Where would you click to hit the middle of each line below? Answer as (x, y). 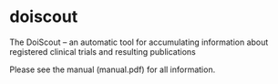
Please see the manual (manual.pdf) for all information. (113, 69)
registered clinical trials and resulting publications (103, 51)
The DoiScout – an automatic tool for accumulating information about (139, 42)
